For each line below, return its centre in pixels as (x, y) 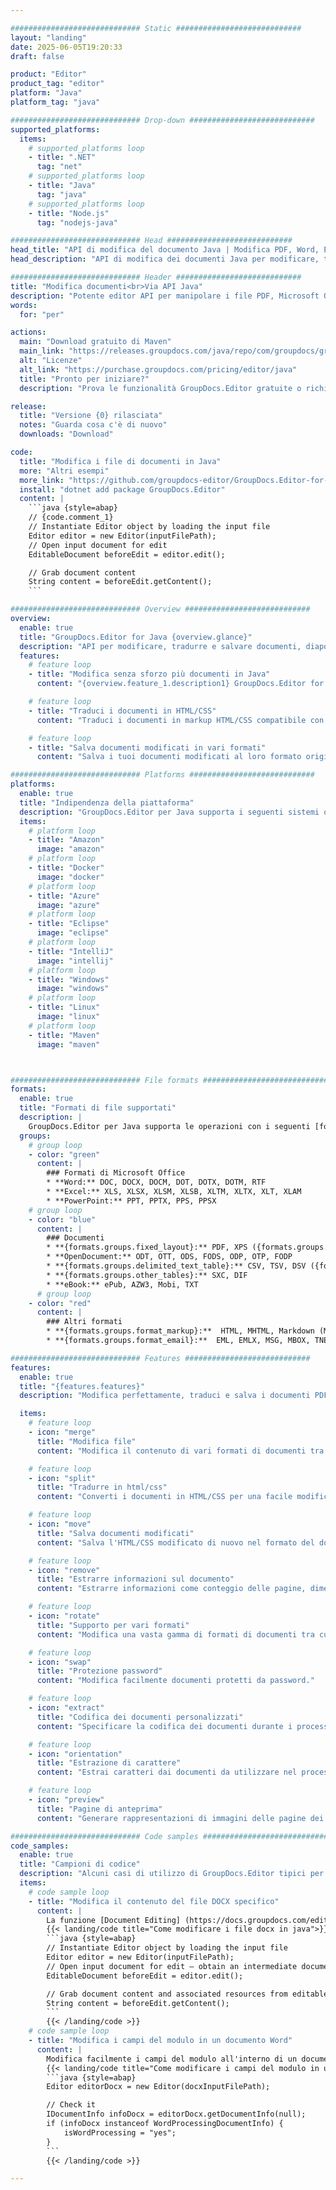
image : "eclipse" (73, 933)
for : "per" (42, 314)
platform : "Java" (46, 93)
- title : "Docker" (66, 868)
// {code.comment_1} (71, 517)
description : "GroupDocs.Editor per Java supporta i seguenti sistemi (169, 812)
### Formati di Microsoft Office (116, 1173)
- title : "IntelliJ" (71, 951)
